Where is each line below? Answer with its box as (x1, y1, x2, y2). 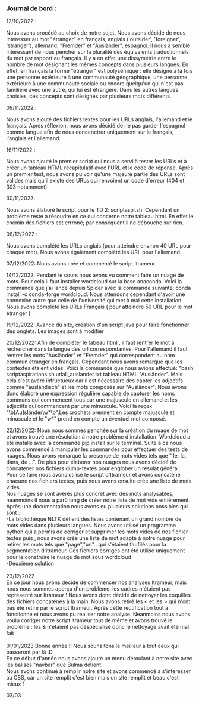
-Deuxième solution (6, 560, 55, 567)
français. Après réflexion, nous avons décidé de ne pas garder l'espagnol (6, 122, 186, 129)
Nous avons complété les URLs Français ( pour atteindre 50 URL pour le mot (6, 303, 193, 311)
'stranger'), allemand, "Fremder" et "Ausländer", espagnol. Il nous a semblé (6, 42, 191, 49)
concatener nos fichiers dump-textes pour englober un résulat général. (6, 465, 181, 472)
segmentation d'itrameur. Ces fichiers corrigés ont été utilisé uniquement (6, 547, 185, 554)
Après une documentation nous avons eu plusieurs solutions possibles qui (6, 503, 188, 510)
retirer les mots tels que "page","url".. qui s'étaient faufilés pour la (6, 541, 166, 548)
